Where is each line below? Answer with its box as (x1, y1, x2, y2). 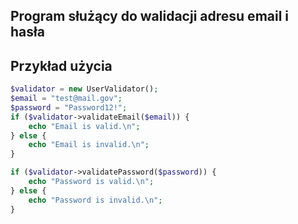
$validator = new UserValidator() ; (10, 84, 159, 94)
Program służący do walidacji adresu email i (10, 8, 290, 25)
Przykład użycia (10, 57, 113, 74)
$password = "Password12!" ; (10, 102, 128, 113)
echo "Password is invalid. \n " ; (28, 195, 163, 205)
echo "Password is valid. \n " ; (28, 177, 155, 187)
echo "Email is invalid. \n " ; (28, 140, 150, 150)
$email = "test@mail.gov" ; (10, 94, 123, 104)
